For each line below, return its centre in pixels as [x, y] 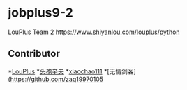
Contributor [34, 54]
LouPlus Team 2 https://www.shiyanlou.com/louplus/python [94, 32]
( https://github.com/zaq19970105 [56, 79]
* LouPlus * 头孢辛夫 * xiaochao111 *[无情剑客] [72, 71]
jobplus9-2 [41, 13]
